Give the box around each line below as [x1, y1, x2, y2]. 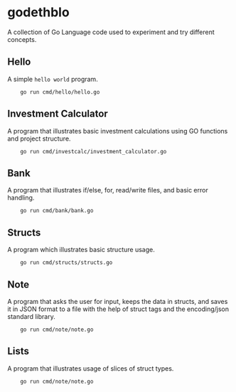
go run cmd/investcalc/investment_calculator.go [20, 148, 167, 155]
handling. [7, 193, 35, 202]
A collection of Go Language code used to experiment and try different [7, 28, 215, 36]
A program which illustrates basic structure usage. [7, 246, 155, 254]
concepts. [7, 35, 37, 43]
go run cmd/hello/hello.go [20, 88, 100, 96]
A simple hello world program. [7, 75, 98, 83]
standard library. [7, 312, 55, 320]
